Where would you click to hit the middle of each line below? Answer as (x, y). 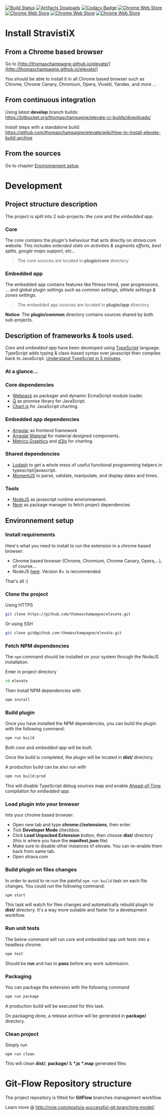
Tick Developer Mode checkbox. (46, 830)
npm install (17, 700)
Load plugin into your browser (42, 804)
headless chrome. (24, 945)
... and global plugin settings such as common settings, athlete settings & (80, 290)
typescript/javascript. (34, 470)
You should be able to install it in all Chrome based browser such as (75, 79)
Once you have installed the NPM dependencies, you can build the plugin (81, 723)
